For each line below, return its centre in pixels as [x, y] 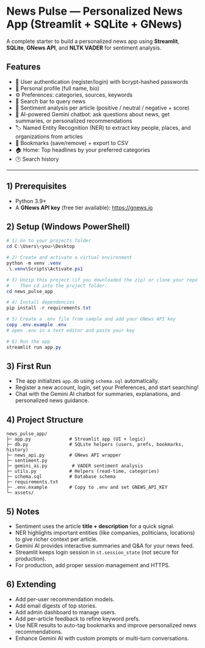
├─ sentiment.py [27, 461]
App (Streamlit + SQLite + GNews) [94, 24]
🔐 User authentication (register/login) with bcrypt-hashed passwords [102, 81]
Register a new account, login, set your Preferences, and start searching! [107, 387]
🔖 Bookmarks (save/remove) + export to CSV [72, 143]
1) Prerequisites [37, 186]
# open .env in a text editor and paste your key [71, 330]
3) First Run [29, 366]
